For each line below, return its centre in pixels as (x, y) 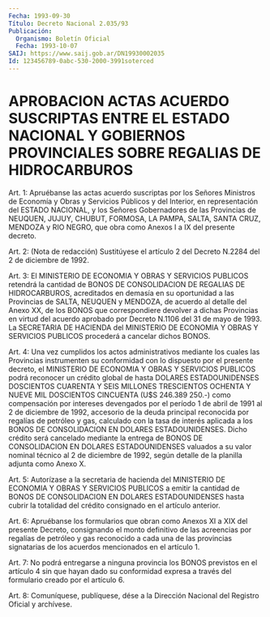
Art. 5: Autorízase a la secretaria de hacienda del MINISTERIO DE (117, 479)
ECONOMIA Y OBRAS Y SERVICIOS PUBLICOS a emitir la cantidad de (124, 488)
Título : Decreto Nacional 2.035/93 (69, 24)
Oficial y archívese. (41, 604)
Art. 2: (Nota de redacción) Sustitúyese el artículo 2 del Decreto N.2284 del (134, 251)
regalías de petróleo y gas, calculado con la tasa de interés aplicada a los (131, 420)
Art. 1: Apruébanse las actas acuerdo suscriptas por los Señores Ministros (132, 192)
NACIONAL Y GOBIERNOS (97, 136)
